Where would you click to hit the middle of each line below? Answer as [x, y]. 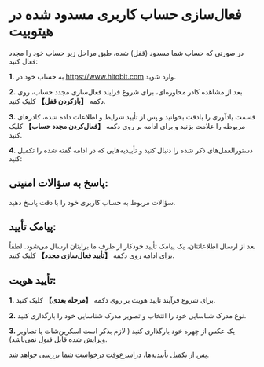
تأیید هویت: [33, 280]
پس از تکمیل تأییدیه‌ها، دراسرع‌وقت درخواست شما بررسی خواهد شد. [109, 354]
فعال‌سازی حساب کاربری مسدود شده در [125, 15]
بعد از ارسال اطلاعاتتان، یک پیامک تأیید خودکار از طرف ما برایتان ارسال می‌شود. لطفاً [132, 246]
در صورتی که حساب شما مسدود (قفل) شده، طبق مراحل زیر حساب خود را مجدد [126, 53]
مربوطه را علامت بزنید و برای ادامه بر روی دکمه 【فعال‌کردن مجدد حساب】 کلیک [127, 126]
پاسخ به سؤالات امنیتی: [59, 183]
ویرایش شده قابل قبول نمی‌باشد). [59, 339]
